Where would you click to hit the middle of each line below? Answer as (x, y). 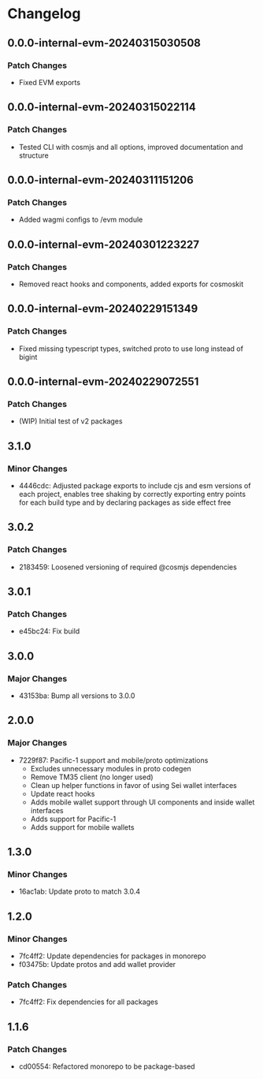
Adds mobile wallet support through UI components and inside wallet (143, 802)
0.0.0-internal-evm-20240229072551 (103, 382)
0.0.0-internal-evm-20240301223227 (104, 244)
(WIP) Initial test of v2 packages (70, 421)
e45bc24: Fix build (49, 631)
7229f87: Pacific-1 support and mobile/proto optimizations (113, 760)
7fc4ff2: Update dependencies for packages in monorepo (112, 956)
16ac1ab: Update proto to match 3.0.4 (80, 891)
